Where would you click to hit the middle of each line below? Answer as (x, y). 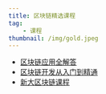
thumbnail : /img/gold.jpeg (53, 38)
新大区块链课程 (45, 82)
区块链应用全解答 (48, 62)
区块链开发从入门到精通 (59, 72)
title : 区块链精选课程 (42, 16)
